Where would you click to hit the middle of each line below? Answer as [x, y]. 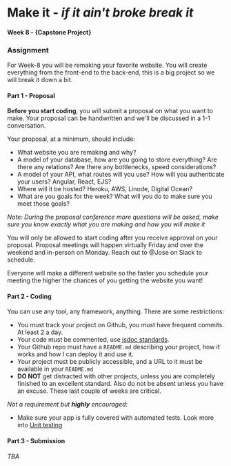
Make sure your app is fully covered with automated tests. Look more [115, 418]
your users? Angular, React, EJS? [64, 182]
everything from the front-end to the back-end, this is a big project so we [111, 72]
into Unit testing [40, 425]
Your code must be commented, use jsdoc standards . [93, 340]
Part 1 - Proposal [31, 95]
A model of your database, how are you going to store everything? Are [117, 159]
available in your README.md [55, 369]
